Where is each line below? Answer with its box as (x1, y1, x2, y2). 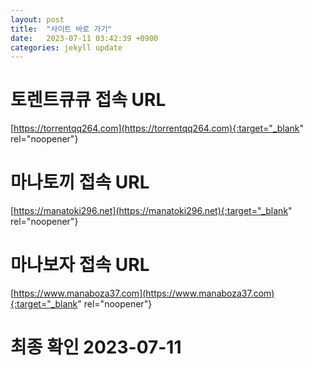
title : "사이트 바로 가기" (10, 24, 113, 34)
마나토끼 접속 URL (10, 171, 150, 194)
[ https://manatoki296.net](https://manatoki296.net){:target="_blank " (10, 205, 293, 217)
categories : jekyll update (10, 42, 123, 53)
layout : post (10, 14, 65, 25)
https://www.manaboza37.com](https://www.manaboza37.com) (13, 287, 275, 300)
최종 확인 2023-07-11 (10, 336, 182, 359)
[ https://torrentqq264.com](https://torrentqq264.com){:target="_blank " (10, 122, 305, 135)
